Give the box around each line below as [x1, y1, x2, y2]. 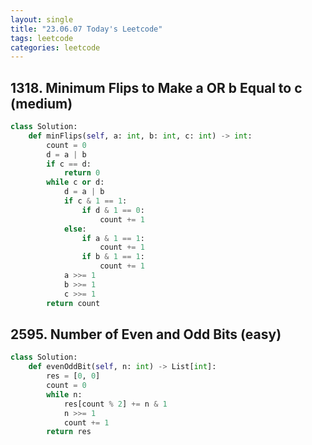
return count [46, 298, 101, 308]
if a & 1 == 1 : [81, 233, 145, 243]
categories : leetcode [10, 42, 101, 53]
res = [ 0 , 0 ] [46, 371, 101, 381]
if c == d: [46, 159, 92, 169]
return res [46, 427, 92, 437]
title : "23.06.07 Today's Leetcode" [10, 24, 163, 34]
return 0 [63, 168, 101, 178]
